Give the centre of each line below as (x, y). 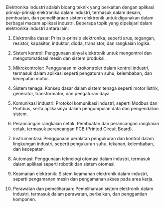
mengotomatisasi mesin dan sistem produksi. (59, 58)
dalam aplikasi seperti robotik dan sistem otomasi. (64, 164)
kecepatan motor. (31, 79)
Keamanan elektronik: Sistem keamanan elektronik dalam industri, (81, 174)
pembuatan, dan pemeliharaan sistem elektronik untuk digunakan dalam (80, 18)
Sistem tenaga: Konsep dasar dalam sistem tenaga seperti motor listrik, (86, 88)
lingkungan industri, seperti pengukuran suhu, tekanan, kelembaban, (83, 144)
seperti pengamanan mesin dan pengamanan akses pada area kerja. (83, 179)
